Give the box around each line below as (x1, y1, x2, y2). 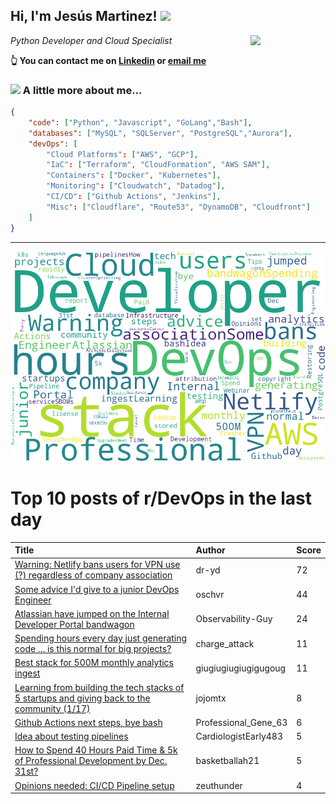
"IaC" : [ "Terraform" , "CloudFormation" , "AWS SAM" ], (46, 160, 271, 170)
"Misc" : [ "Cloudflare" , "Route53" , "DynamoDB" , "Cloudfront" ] (46, 202, 311, 212)
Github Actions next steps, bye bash (14, 716, 163, 728)
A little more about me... (22, 83, 143, 97)
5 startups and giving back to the (14, 692, 151, 704)
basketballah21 (195, 755, 260, 767)
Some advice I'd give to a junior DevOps (14, 583, 180, 595)
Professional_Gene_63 (195, 716, 288, 728)
